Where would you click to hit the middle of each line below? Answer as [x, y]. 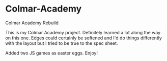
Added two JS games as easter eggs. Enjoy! [52, 53]
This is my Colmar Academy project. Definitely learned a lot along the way [83, 32]
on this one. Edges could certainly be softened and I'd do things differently [83, 38]
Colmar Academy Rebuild [32, 23]
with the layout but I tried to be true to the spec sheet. [62, 43]
